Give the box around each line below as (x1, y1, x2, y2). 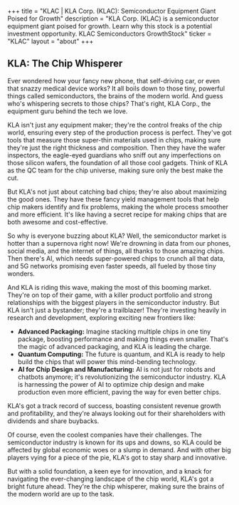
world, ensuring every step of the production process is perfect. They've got (7, 128, 232, 137)
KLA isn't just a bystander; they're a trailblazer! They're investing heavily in (7, 306, 226, 314)
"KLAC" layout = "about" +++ (7, 37, 94, 46)
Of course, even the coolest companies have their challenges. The (7, 430, 202, 439)
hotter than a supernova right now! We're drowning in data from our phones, (7, 239, 231, 247)
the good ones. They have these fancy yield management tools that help (7, 194, 219, 203)
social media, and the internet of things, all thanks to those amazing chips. (7, 246, 225, 255)
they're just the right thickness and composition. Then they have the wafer (7, 143, 225, 152)
